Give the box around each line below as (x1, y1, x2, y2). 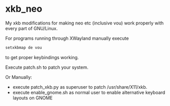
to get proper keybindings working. (5, 54, 79, 60)
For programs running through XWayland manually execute (5, 35, 129, 41)
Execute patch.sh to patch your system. (5, 64, 89, 70)
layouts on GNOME (12, 95, 53, 101)
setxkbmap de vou (5, 45, 42, 50)
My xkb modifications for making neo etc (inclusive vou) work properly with (5, 20, 164, 26)
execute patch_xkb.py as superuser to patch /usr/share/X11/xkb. (12, 84, 148, 90)
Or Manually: (5, 74, 32, 80)
